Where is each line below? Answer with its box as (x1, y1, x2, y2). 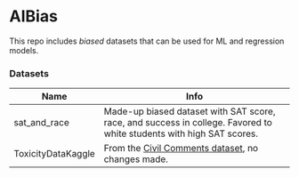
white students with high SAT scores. (103, 127, 259, 140)
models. (9, 44, 39, 55)
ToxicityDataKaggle (13, 148, 95, 160)
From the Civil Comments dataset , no (103, 142, 259, 155)
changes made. (103, 153, 169, 165)
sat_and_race (13, 117, 69, 129)
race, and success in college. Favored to (103, 117, 273, 129)
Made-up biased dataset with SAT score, (103, 105, 276, 117)
